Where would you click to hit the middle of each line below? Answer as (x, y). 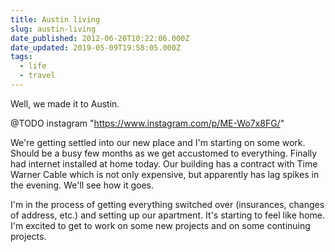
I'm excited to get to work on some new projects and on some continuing (160, 225)
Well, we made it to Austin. (65, 103)
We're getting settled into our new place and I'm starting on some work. (158, 142)
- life (33, 66)
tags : (21, 57)
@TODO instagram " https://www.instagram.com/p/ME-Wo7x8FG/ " (147, 123)
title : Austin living (55, 19)
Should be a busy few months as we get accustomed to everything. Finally (164, 153)
